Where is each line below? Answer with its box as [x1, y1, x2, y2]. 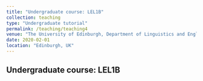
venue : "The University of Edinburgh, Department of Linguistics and [6, 31, 185, 37]
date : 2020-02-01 [6, 37, 50, 43]
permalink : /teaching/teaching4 [6, 25, 88, 32]
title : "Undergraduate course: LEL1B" [6, 8, 104, 15]
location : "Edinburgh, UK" [6, 43, 74, 49]
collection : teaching [6, 15, 61, 21]
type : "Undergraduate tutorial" [6, 20, 88, 26]
